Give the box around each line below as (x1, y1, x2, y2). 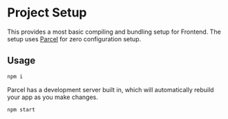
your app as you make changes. (7, 93, 98, 101)
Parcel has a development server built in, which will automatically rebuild (7, 85, 214, 94)
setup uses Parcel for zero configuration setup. (7, 34, 142, 43)
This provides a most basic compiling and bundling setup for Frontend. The (7, 28, 221, 36)
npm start (7, 106, 36, 113)
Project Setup (7, 5, 88, 21)
